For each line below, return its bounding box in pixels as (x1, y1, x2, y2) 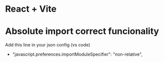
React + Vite (5, 3, 57, 15)
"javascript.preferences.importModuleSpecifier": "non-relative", (12, 51, 143, 57)
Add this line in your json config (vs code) (5, 42, 91, 48)
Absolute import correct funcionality (5, 26, 160, 37)
